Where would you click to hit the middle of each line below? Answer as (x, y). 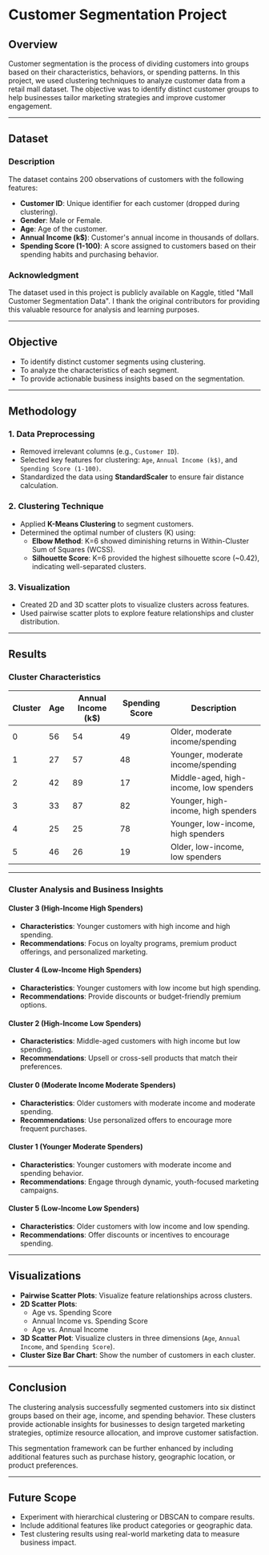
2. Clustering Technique (56, 507)
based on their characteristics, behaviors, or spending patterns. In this (124, 72)
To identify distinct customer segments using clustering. (112, 361)
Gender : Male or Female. (61, 220)
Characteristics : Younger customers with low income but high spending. (140, 988)
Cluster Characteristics (55, 677)
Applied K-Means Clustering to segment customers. (106, 523)
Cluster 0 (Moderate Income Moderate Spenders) (92, 1084)
